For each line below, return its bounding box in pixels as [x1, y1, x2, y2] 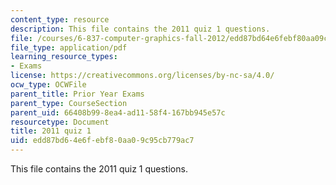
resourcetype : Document [10, 117, 110, 127]
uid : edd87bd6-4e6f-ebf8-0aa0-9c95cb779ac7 [10, 136, 195, 146]
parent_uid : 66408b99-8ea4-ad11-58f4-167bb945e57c [10, 107, 226, 118]
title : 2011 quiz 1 [10, 126, 92, 136]
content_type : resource [10, 14, 110, 25]
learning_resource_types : [10, 52, 118, 62]
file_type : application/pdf [10, 42, 128, 53]
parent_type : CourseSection [10, 98, 128, 108]
